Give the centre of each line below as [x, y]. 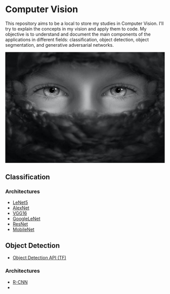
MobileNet [23, 230]
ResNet [20, 224]
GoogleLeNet [26, 219]
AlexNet [21, 208]
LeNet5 [20, 203]
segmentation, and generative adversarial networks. [59, 45]
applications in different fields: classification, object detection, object [77, 40]
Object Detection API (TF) [39, 258]
